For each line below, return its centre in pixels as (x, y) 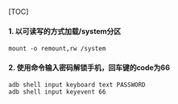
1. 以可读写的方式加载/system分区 (65, 31)
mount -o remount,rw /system (57, 49)
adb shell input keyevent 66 (57, 92)
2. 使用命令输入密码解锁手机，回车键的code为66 (89, 67)
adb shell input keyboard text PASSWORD (77, 85)
